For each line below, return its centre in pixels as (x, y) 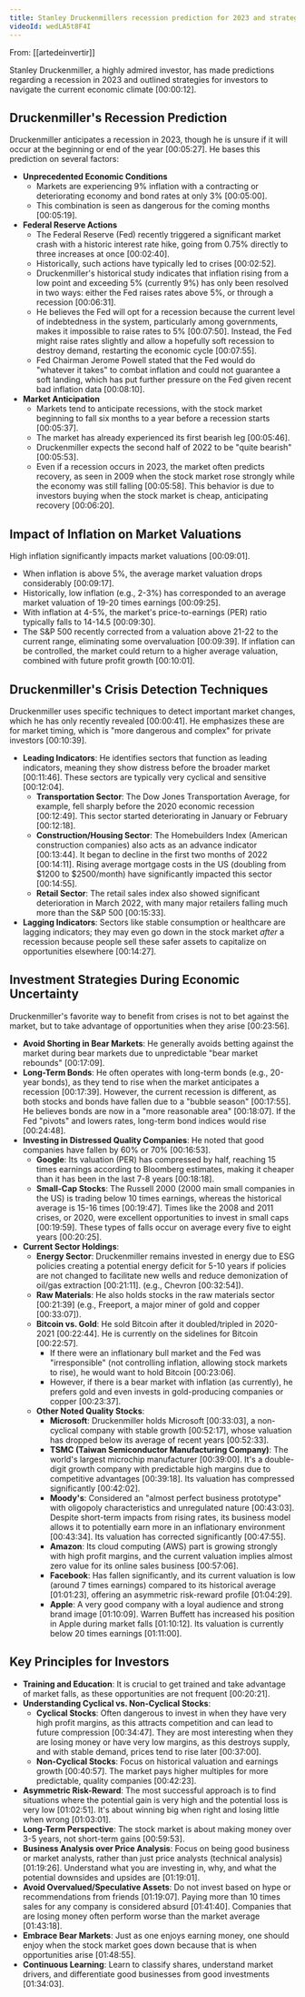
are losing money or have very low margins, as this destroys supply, (163, 1742)
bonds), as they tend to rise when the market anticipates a (150, 1082)
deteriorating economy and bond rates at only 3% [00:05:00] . (152, 196)
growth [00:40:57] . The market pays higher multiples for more (152, 1770)
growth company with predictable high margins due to (169, 1469)
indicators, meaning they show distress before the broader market (146, 767)
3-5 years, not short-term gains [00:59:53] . (103, 1839)
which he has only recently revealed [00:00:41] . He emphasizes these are (147, 721)
